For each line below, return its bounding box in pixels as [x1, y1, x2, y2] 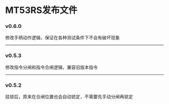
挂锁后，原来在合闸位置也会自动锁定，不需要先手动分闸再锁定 [5, 93, 133, 100]
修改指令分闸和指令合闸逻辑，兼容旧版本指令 [5, 64, 98, 70]
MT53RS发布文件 [5, 4, 77, 16]
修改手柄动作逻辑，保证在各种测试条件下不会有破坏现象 [5, 34, 120, 40]
